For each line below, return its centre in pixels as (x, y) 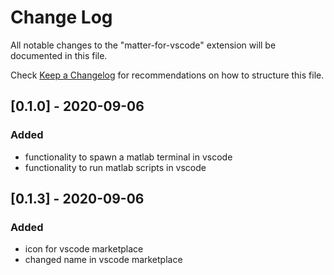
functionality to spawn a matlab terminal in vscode (128, 157)
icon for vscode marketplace (84, 249)
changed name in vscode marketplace (103, 260)
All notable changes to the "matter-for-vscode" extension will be (143, 45)
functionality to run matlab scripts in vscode (115, 167)
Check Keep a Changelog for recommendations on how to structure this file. (167, 75)
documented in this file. (59, 55)
